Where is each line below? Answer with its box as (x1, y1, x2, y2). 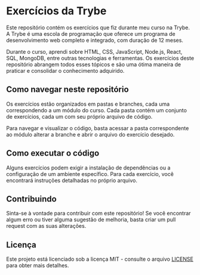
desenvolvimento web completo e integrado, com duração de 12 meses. (6, 36, 184, 44)
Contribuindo (6, 194, 57, 204)
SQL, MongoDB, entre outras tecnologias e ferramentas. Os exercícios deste (6, 54, 195, 61)
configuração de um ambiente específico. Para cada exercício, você (6, 170, 174, 177)
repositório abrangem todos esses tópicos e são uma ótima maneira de (6, 61, 181, 68)
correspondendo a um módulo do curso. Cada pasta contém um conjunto (6, 106, 187, 114)
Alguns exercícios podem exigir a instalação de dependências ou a (6, 164, 171, 171)
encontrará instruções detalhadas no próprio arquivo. (6, 177, 137, 184)
